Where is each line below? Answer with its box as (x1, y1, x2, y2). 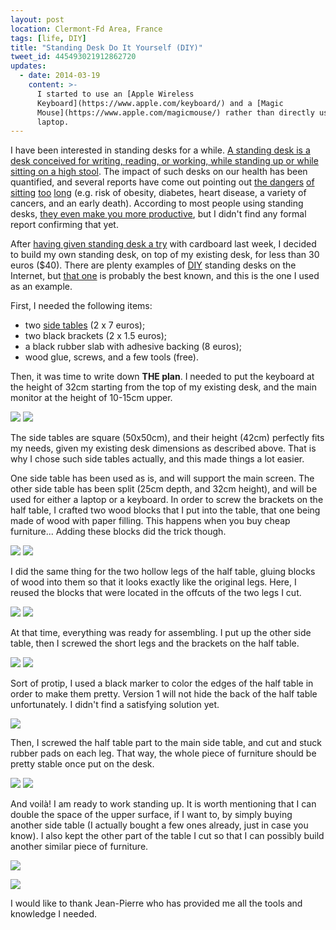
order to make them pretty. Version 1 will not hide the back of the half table (10, 688, 318, 700)
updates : (10, 61, 47, 71)
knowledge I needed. (10, 908, 97, 920)
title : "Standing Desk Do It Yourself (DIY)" (10, 42, 203, 53)
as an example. (10, 281, 73, 293)
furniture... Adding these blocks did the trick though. (10, 526, 227, 538)
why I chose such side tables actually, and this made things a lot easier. (10, 453, 305, 465)
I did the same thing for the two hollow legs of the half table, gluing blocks (10, 566, 316, 578)
